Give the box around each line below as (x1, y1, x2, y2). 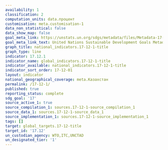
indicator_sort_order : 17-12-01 (5, 68, 72, 73)
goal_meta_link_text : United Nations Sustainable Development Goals (5, 40, 151, 45)
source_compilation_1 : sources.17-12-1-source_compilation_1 (5, 105, 135, 110)
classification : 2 (5, 12, 43, 17)
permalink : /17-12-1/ (5, 81, 50, 86)
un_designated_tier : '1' (5, 137, 57, 142)
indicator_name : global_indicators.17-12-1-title (5, 58, 111, 63)
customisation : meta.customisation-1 (5, 21, 84, 26)
